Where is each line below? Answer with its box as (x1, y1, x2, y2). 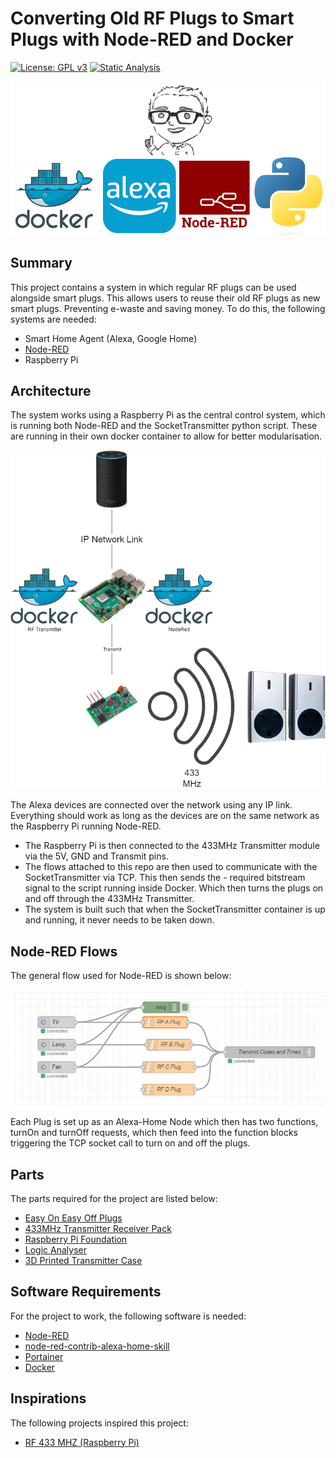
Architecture (10, 382, 92, 399)
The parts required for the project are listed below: (10, 1193, 218, 1205)
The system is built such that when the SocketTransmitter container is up (24, 903, 326, 916)
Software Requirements (10, 1283, 162, 1301)
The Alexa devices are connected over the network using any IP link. (10, 799, 293, 811)
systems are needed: (10, 313, 97, 325)
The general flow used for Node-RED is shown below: (10, 970, 232, 982)
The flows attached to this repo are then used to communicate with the (24, 861, 318, 873)
